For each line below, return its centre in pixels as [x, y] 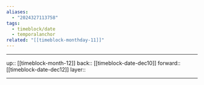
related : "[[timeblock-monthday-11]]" [55, 40]
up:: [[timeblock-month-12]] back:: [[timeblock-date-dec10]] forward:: [93, 63]
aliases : [17, 12]
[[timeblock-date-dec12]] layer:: [46, 70]
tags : [13, 23]
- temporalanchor [34, 35]
